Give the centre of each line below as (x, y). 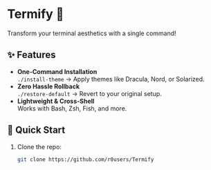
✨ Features (31, 55)
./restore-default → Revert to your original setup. (90, 93)
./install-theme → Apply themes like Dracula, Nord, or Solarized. (111, 79)
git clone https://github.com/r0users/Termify (85, 159)
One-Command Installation (57, 71)
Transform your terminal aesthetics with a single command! (92, 33)
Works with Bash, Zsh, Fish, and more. (72, 108)
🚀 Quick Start (36, 130)
